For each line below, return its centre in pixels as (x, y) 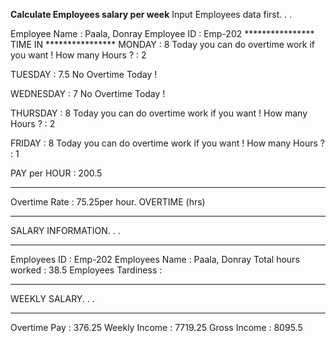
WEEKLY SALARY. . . (52, 298)
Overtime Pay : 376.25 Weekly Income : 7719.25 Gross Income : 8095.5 (156, 327)
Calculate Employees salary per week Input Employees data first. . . (151, 14)
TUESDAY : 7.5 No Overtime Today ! (84, 74)
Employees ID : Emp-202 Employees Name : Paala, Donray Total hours (155, 259)
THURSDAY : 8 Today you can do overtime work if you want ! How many (159, 113)
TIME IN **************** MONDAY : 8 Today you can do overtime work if (163, 44)
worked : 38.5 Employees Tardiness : (86, 270)
